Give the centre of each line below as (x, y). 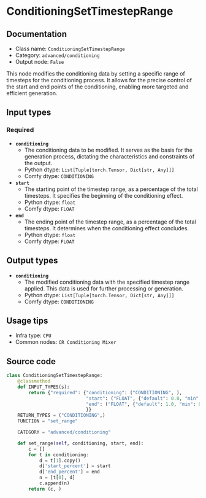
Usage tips (27, 321)
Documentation (37, 34)
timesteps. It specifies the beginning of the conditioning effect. (104, 195)
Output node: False (40, 62)
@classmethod (34, 381)
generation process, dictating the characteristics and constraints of (109, 156)
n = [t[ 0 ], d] (57, 478)
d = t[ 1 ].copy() (60, 461)
